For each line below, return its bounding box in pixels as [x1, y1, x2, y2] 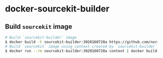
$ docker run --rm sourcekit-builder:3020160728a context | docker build [5, 48, 158, 53]
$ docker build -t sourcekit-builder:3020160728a [5, 39, 108, 44]
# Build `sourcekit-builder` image [5, 35, 77, 40]
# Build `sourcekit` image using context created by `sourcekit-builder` [5, 44, 158, 49]
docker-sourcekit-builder [5, 3, 110, 14]
